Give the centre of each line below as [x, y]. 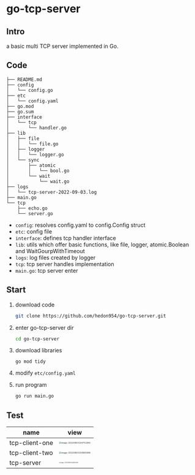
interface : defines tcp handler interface [65, 238]
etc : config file [34, 231]
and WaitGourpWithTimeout [50, 251]
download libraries [39, 351]
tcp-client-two [31, 453]
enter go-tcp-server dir [45, 327]
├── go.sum [20, 112]
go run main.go [35, 396]
